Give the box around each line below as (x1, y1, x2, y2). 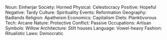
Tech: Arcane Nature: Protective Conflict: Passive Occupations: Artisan (5, 20, 151, 26)
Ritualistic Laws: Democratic (5, 31, 63, 36)
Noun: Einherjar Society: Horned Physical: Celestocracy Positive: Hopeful (5, 4, 156, 10)
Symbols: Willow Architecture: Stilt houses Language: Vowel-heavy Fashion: (5, 25, 162, 31)
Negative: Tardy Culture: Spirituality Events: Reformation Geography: (5, 9, 147, 15)
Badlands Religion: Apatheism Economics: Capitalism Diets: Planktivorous (5, 15, 156, 20)
